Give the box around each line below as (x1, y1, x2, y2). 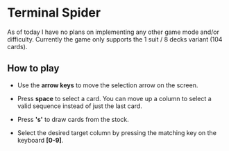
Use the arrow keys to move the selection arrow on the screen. (17, 81, 198, 89)
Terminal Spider (7, 5, 101, 21)
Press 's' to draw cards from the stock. (17, 115, 130, 123)
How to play (7, 62, 60, 74)
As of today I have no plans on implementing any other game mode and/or (7, 28, 220, 36)
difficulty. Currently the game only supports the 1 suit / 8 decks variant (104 (7, 35, 223, 43)
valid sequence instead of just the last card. (17, 102, 142, 110)
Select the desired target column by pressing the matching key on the (17, 128, 217, 136)
